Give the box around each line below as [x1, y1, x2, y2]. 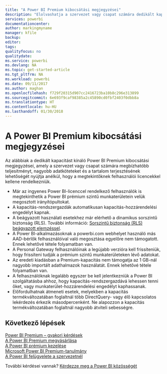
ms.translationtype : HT [5, 100, 55, 105]
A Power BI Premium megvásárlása [5, 337, 77, 343]
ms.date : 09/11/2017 [5, 81, 48, 86]
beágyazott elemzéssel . [12, 225, 61, 231]
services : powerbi [5, 16, 43, 21]
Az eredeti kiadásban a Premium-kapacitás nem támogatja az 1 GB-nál [12, 257, 157, 263]
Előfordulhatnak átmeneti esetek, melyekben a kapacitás [12, 288, 128, 294]
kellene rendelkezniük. [5, 179, 51, 185]
